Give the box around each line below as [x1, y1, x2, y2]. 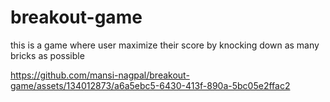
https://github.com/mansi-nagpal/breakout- [10, 69, 190, 81]
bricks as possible [10, 49, 85, 61]
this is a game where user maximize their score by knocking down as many [10, 39, 320, 51]
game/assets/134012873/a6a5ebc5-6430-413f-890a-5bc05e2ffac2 [10, 79, 291, 91]
